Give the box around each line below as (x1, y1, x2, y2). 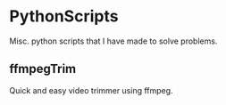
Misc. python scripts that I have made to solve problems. (9, 36, 218, 46)
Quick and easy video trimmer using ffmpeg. (9, 85, 173, 95)
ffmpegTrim (9, 61, 77, 77)
